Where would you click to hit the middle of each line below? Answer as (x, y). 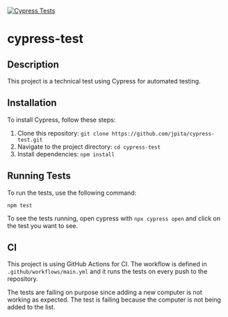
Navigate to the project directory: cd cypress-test (89, 147)
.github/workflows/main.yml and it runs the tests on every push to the (107, 272)
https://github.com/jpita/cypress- (163, 133)
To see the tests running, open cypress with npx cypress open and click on (114, 218)
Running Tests (39, 176)
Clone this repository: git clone (63, 133)
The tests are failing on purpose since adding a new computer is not (105, 293)
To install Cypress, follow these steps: (62, 120)
